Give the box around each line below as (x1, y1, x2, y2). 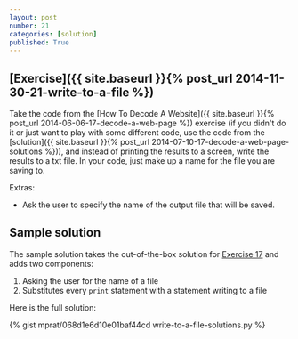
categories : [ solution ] (9, 29, 98, 38)
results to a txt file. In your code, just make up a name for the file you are (9, 156, 276, 166)
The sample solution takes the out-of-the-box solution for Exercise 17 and (9, 248, 279, 259)
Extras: (9, 182, 36, 193)
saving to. (9, 165, 45, 176)
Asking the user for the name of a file (21, 275, 158, 286)
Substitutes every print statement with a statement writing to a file (21, 285, 268, 295)
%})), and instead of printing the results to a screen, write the (44, 146, 270, 157)
